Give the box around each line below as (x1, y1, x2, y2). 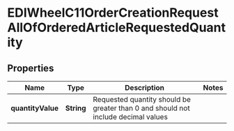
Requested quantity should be (93, 95, 192, 104)
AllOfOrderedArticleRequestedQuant (7, 20, 226, 36)
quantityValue (10, 103, 59, 113)
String (65, 103, 86, 113)
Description (125, 83, 165, 92)
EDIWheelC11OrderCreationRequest (7, 5, 219, 21)
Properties (7, 62, 54, 74)
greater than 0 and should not (93, 103, 190, 113)
